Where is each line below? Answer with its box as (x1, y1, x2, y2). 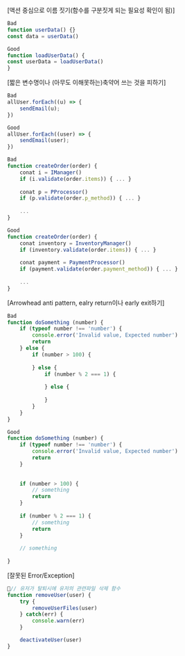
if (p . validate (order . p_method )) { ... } (19, 195, 141, 202)
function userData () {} (7, 26, 76, 33)
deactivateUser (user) (19, 637, 82, 643)
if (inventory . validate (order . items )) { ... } (19, 246, 157, 253)
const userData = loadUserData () (7, 58, 104, 65)
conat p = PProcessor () (19, 189, 89, 195)
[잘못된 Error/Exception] (7, 571, 75, 579)
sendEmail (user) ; (19, 137, 70, 144)
